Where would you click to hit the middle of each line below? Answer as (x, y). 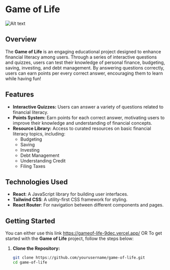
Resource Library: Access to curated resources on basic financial (82, 128)
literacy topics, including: (39, 133)
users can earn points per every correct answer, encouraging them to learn (84, 73)
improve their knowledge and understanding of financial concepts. (82, 123)
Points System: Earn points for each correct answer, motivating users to (89, 117)
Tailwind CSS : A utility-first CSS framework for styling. (70, 199)
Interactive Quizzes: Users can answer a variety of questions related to (88, 107)
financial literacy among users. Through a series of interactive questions (81, 57)
